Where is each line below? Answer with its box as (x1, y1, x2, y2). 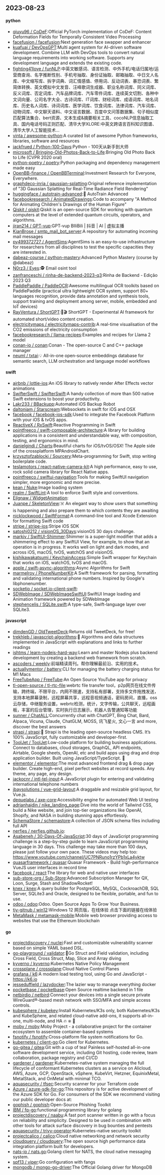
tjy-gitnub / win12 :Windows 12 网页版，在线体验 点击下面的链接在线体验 (12, 907, 157, 912)
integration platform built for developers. (12, 1144, 94, 1149)
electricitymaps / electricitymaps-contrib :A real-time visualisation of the (12, 321, 158, 327)
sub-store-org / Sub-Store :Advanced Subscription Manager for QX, (12, 875, 149, 881)
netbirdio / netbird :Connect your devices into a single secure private (12, 992, 151, 998)
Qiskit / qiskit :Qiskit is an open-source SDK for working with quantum (12, 206, 153, 213)
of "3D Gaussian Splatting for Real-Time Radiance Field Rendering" (12, 186, 148, 191)
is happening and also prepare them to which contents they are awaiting (12, 507, 159, 513)
